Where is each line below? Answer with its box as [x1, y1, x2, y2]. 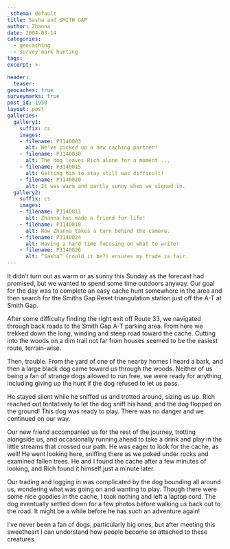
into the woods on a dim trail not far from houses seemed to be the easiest [7, 337, 218, 344]
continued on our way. [7, 415, 71, 422]
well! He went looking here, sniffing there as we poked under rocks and [7, 450, 209, 458]
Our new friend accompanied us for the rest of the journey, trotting [7, 428, 196, 436]
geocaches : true [7, 87, 54, 94]
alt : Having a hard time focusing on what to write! [25, 240, 180, 247]
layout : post [7, 106, 45, 113]
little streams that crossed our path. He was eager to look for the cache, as [7, 442, 219, 450]
